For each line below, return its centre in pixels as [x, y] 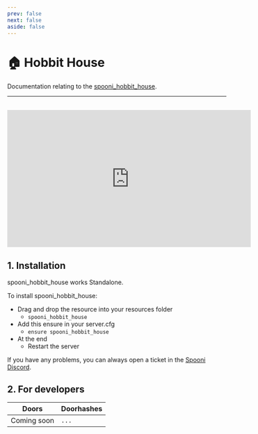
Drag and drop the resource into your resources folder [95, 309]
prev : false [24, 14]
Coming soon [32, 420]
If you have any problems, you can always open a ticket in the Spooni [106, 360]
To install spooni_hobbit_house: [53, 296]
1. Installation [37, 265]
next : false [24, 20]
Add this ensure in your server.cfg [66, 324]
